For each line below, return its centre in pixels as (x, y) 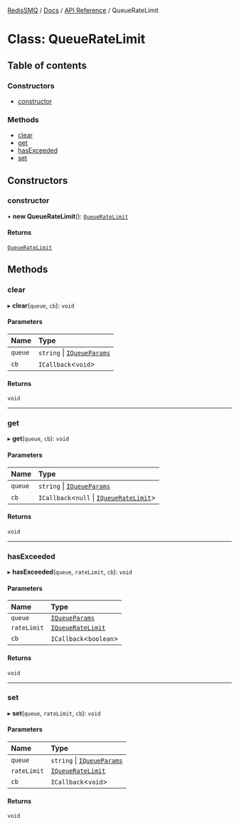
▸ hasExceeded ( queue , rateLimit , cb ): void (70, 572)
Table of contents (47, 65)
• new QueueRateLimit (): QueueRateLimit (68, 216)
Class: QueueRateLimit (76, 39)
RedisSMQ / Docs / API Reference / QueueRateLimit (83, 10)
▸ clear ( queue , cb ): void (41, 305)
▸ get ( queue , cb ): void (38, 439)
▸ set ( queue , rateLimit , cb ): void (54, 713)
